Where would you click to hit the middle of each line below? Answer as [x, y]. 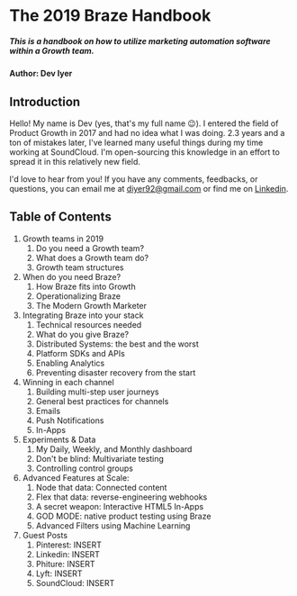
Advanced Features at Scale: [76, 477]
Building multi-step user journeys [97, 392]
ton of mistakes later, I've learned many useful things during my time [136, 142]
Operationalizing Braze [78, 296]
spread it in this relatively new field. [75, 161]
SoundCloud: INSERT [75, 582]
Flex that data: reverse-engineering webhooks [121, 497]
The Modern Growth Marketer [91, 305]
